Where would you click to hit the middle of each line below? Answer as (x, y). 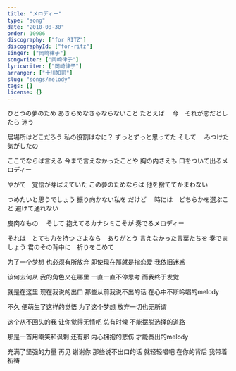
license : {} (25, 92)
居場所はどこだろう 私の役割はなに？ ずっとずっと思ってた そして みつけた (118, 137)
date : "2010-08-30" (36, 27)
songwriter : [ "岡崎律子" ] (43, 60)
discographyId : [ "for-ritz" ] (50, 46)
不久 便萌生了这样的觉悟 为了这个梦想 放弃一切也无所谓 (87, 307)
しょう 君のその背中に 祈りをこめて (61, 247)
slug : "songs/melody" (39, 79)
